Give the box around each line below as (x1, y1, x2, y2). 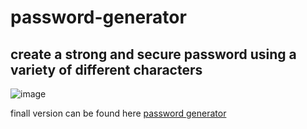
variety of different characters (10, 61, 203, 78)
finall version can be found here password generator (10, 107, 227, 119)
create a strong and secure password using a (10, 46, 297, 63)
